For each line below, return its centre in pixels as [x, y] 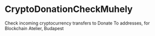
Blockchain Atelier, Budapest [34, 28]
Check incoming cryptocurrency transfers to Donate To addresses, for [77, 23]
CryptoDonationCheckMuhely [69, 9]
